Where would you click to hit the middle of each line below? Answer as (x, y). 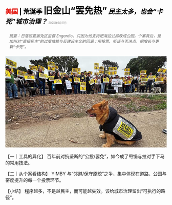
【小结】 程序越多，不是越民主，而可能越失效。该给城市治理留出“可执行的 (83, 191)
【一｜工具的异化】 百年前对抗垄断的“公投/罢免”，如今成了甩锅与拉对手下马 (85, 156)
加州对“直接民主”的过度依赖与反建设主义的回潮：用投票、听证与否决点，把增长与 (82, 41)
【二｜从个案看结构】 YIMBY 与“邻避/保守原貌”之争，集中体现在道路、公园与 (86, 174)
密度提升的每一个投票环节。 (35, 180)
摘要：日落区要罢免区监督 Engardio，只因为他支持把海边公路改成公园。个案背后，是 (85, 36)
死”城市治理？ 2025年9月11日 (36, 22)
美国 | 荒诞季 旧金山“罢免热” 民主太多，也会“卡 (84, 11)
